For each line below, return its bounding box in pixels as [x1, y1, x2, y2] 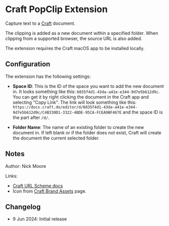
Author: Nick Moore [5, 163, 47, 169]
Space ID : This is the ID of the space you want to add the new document [12, 83, 164, 89]
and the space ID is [122, 109, 163, 115]
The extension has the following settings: [5, 73, 91, 79]
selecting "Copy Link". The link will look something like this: [12, 99, 137, 105]
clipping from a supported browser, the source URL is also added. [5, 35, 143, 41]
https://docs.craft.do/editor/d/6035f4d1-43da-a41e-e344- [12, 105, 138, 110]
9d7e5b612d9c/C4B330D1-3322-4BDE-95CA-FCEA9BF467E [12, 110, 122, 115]
